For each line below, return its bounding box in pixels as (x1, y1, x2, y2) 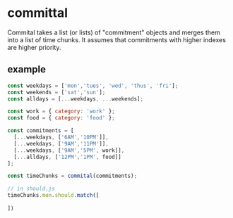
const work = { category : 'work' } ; (7, 108, 115, 115)
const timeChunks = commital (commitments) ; (7, 172, 138, 180)
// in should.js (7, 185, 55, 193)
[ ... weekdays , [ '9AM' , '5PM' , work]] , (13, 146, 125, 154)
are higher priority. (7, 43, 61, 51)
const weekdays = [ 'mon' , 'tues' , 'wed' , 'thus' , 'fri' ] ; (7, 82, 179, 89)
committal (7, 5, 68, 21)
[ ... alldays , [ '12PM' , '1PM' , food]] (13, 153, 121, 160)
